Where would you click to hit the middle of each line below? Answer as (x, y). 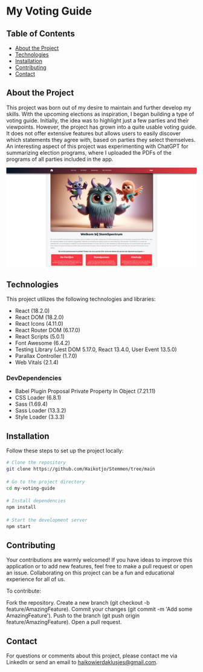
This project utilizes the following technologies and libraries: (81, 299)
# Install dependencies (36, 501)
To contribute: (24, 591)
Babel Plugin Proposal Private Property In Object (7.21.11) (85, 391)
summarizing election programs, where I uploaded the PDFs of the (89, 152)
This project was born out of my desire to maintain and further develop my (99, 107)
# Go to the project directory (46, 482)
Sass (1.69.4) (31, 404)
